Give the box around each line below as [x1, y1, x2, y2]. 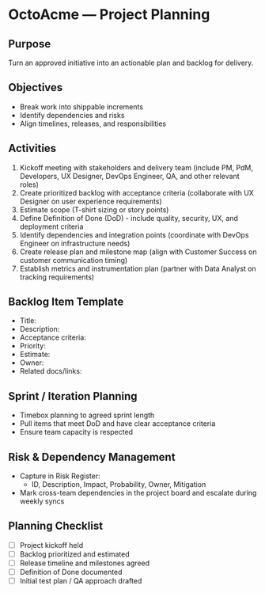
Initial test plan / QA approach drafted [19, 576, 142, 586]
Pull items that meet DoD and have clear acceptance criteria [19, 419, 216, 428]
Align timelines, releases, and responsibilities [19, 119, 167, 128]
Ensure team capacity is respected [19, 428, 133, 437]
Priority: [19, 341, 46, 351]
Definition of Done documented [19, 568, 123, 577]
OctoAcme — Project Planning [8, 6, 210, 24]
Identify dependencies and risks [19, 110, 125, 120]
